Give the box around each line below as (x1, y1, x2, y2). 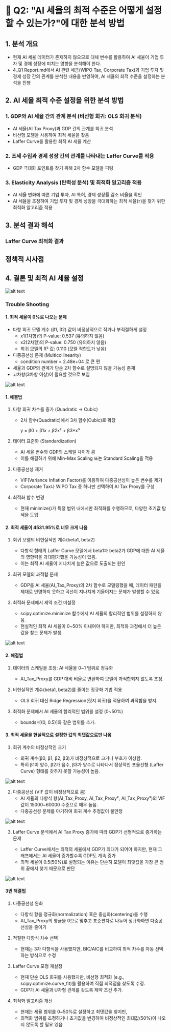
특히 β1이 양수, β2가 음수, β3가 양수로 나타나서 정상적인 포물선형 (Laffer (20, 761, 164, 767)
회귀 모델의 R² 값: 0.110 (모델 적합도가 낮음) (20, 346, 107, 352)
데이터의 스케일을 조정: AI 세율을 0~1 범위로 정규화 (12, 664, 113, 671)
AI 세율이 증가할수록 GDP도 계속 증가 (42, 852, 116, 859)
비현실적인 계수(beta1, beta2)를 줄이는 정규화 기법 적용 (12, 686, 123, 693)
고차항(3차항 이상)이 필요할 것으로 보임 (12, 371, 90, 377)
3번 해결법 (5, 888, 26, 894)
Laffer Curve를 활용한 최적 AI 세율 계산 (12, 138, 91, 144)
